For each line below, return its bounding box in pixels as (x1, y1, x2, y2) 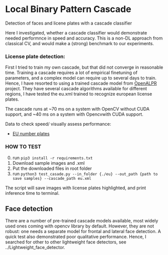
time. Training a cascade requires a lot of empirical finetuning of (5, 70, 138, 76)
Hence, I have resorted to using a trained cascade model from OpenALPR (5, 80, 157, 86)
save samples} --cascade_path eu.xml (12, 176, 92, 181)
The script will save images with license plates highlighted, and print (5, 184, 146, 191)
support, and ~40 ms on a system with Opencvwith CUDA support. (5, 111, 144, 117)
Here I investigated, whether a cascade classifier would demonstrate (5, 30, 147, 36)
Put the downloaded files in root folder (12, 165, 92, 171)
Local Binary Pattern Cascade (5, 4, 131, 15)
